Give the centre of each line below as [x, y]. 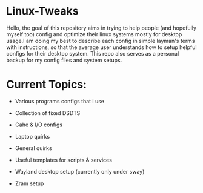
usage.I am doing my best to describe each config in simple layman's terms [101, 41]
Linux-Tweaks [42, 11]
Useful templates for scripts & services [63, 160]
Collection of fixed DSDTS [48, 113]
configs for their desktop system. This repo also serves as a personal [93, 53]
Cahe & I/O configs [38, 125]
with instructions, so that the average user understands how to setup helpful [101, 47]
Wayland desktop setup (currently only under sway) [80, 171]
